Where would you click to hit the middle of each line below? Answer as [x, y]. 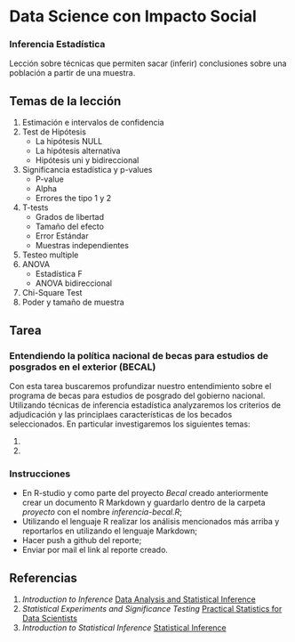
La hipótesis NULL [69, 142]
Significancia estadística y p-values [87, 170]
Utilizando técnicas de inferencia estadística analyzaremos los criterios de [145, 405]
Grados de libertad [70, 217]
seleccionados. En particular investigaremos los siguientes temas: [130, 424]
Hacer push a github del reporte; [82, 540]
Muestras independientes [82, 246]
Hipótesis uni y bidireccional [87, 160]
